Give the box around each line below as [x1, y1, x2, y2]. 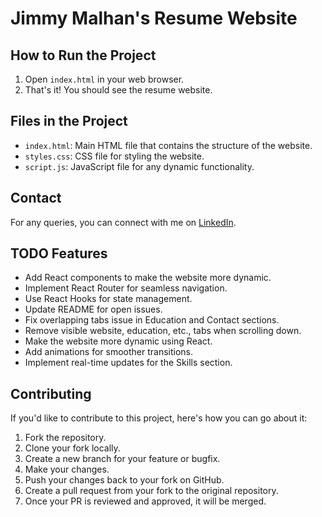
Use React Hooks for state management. [24, 293, 193, 305]
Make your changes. [24, 463, 110, 476]
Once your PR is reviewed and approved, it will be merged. [24, 495, 267, 507]
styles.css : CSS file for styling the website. [24, 150, 205, 162]
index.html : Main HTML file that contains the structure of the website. [24, 139, 313, 151]
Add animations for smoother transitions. [24, 346, 194, 358]
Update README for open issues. [24, 303, 163, 316]
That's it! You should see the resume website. [24, 84, 213, 96]
